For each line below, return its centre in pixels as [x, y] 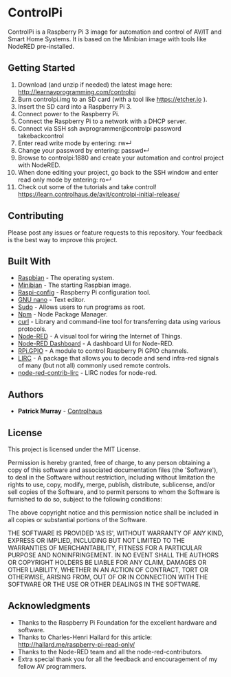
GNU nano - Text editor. [51, 300]
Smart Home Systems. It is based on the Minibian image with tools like [107, 39]
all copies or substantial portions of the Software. [77, 520]
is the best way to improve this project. [63, 239]
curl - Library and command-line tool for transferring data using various [119, 322]
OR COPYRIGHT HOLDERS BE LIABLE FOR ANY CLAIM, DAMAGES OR [107, 562]
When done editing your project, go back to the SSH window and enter [118, 172]
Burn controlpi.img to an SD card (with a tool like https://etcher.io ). [112, 99]
